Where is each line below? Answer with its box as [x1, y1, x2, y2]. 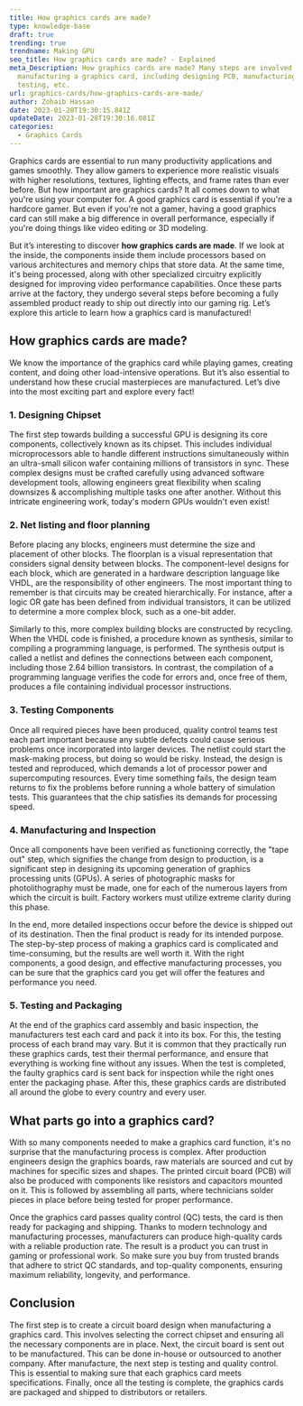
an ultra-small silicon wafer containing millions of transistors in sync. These [9, 458, 290, 468]
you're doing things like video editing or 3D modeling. [9, 222, 209, 233]
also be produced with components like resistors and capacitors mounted [9, 1175, 283, 1186]
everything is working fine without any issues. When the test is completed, [9, 1058, 287, 1069]
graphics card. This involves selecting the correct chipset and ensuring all [9, 1328, 284, 1340]
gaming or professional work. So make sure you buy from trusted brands [9, 1250, 280, 1261]
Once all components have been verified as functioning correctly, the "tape [9, 844, 289, 855]
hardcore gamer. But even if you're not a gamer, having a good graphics [9, 203, 277, 214]
